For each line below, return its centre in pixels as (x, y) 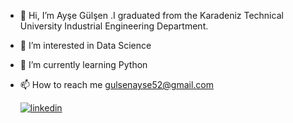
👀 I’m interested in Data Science (85, 45)
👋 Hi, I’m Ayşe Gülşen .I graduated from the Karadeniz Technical (151, 15)
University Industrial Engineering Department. (114, 26)
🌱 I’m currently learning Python (83, 64)
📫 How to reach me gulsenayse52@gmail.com (117, 84)
